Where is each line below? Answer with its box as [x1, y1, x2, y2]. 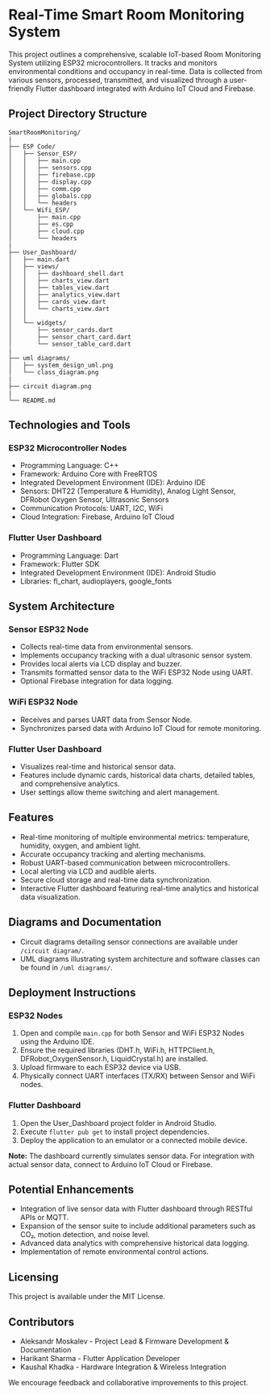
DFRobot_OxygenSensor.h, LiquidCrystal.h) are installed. [19, 1054, 209, 1064]
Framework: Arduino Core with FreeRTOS [19, 469, 158, 479]
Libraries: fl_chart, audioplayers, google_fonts [19, 576, 172, 586]
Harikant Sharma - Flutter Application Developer [19, 1354, 181, 1364]
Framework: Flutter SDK [19, 558, 100, 569]
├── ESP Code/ [8, 143, 56, 151]
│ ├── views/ [8, 262, 60, 271]
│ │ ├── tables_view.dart [8, 284, 110, 292]
